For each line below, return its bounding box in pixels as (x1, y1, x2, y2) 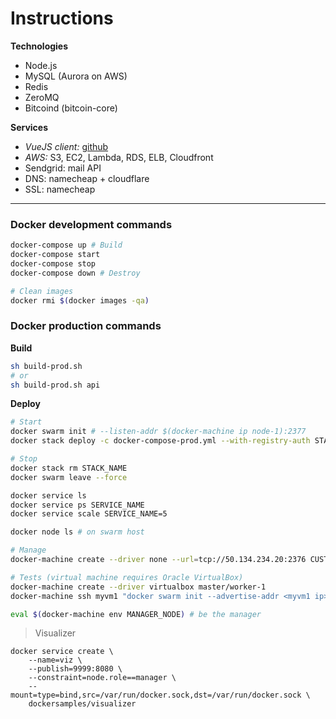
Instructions (10, 7, 114, 30)
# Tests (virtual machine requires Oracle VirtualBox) (10, 572, 244, 582)
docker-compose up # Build (10, 240, 123, 251)
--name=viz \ (28, 655, 83, 666)
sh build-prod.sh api (10, 380, 101, 390)
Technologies (10, 40, 69, 52)
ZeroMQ (24, 91, 60, 103)
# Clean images (10, 286, 74, 296)
